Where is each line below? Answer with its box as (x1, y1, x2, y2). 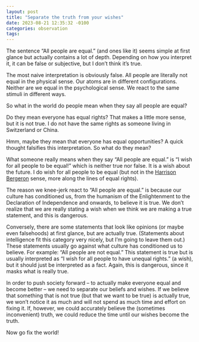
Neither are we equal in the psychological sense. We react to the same (6, 84, 180, 91)
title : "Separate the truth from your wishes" (6, 14, 124, 20)
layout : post (6, 8, 39, 15)
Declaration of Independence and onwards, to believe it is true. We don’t (6, 199, 184, 207)
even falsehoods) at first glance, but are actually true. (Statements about (6, 230, 185, 237)
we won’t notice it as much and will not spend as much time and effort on (6, 298, 186, 306)
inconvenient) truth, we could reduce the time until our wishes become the (6, 311, 189, 318)
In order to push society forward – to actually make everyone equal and (6, 279, 181, 286)
